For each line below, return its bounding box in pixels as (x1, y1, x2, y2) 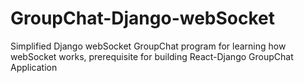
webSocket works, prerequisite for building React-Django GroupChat (10, 50, 294, 62)
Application (10, 61, 58, 73)
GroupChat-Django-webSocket (10, 7, 276, 30)
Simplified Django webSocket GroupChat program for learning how (10, 40, 287, 52)
